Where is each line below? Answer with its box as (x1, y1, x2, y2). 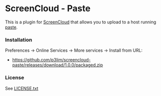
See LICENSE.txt (5, 85, 39, 91)
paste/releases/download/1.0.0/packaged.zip (12, 62, 103, 68)
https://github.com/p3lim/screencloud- (12, 57, 91, 63)
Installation (5, 36, 33, 43)
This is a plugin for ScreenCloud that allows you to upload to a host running (5, 19, 157, 25)
